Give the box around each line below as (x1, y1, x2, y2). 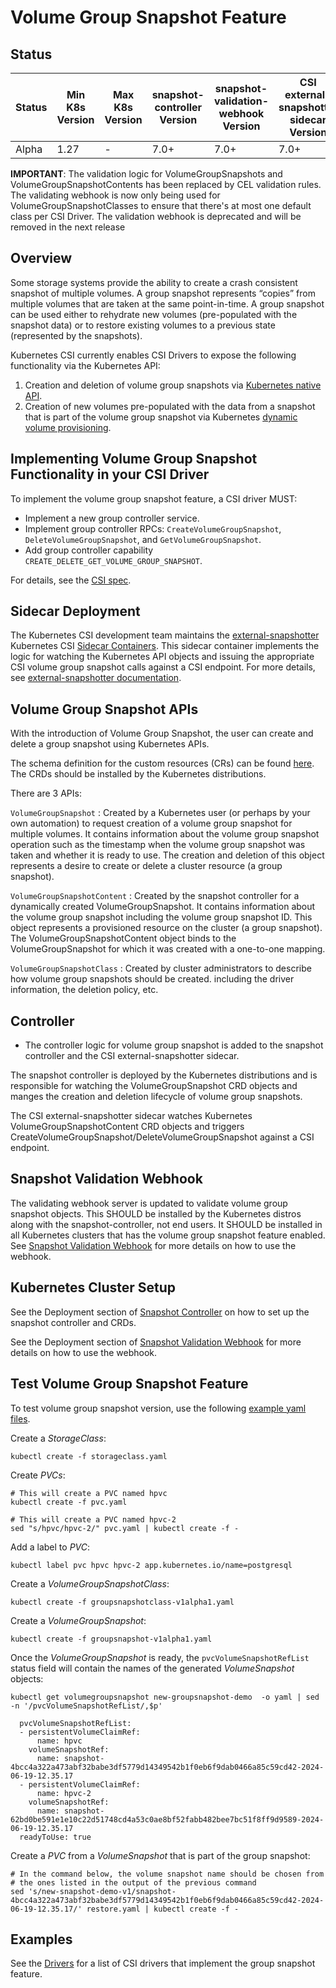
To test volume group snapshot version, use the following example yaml (10, 1402, 307, 1414)
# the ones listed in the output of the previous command (10, 1877, 257, 1888)
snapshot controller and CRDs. (10, 1316, 137, 1328)
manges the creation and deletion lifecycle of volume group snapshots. (10, 1091, 303, 1103)
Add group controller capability (24, 544, 154, 556)
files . (10, 1412, 31, 1425)
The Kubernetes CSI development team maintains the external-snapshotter (10, 629, 320, 641)
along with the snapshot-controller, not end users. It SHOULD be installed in (10, 1218, 323, 1230)
